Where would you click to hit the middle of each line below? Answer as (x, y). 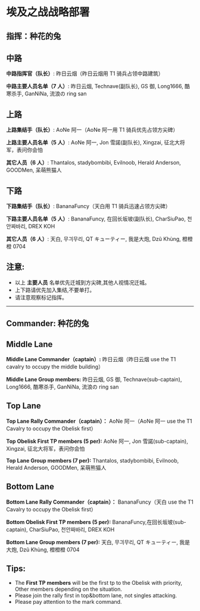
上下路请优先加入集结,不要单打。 (55, 290)
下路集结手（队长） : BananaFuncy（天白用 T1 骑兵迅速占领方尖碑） (88, 206)
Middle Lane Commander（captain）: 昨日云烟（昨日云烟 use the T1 (91, 359)
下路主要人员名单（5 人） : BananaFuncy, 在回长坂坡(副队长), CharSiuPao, (96, 219)
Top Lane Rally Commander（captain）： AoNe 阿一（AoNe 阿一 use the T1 (99, 421)
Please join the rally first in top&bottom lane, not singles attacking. (96, 596)
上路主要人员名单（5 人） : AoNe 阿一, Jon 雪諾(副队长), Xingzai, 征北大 (93, 142)
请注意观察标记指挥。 (41, 297)
